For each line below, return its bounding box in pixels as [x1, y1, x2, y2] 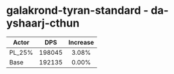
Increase [68, 38, 95, 46]
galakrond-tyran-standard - [6, 4, 149, 17]
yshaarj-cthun [6, 16, 80, 30]
